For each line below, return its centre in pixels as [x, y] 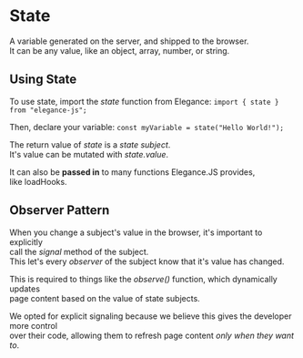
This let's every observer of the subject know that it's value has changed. [147, 261]
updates [25, 289]
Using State [43, 80]
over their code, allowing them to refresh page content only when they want [151, 335]
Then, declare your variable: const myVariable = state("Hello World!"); [147, 127]
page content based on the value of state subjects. [105, 298]
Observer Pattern [60, 210]
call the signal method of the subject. [79, 251]
